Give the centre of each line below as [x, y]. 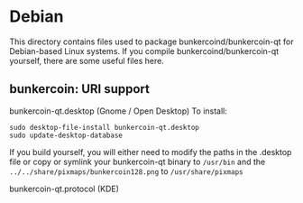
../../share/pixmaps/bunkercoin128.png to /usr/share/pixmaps [126, 171]
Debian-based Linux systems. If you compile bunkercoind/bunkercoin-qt [144, 51]
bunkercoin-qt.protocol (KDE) [64, 189]
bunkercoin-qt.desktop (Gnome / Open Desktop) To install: [119, 111]
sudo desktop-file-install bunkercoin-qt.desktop [105, 127]
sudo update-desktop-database [66, 135]
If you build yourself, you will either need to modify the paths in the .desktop [151, 152]
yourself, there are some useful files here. [87, 60]
